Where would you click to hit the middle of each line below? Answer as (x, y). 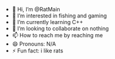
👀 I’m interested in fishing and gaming (59, 16)
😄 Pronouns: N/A (34, 44)
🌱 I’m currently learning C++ (47, 22)
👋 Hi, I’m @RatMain (36, 9)
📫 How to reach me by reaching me (57, 35)
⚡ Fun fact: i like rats (38, 51)
